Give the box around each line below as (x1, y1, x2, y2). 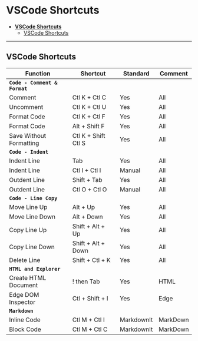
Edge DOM (9, 290, 39, 299)
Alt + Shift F (72, 122, 105, 130)
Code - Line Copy (9, 195, 58, 201)
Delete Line (9, 256, 41, 264)
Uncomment (9, 102, 44, 111)
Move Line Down (9, 213, 56, 221)
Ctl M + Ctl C (72, 325, 108, 333)
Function (25, 69, 51, 77)
